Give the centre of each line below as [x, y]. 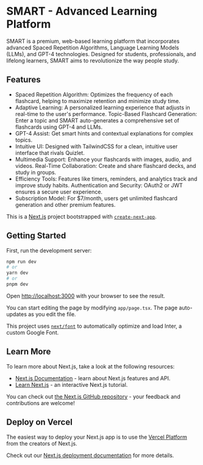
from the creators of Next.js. [42, 443]
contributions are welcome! [41, 403]
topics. [24, 140]
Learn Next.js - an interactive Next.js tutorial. [71, 384]
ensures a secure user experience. [59, 192]
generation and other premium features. [65, 204]
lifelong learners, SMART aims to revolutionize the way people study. [93, 60]
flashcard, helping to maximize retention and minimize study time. [98, 101]
